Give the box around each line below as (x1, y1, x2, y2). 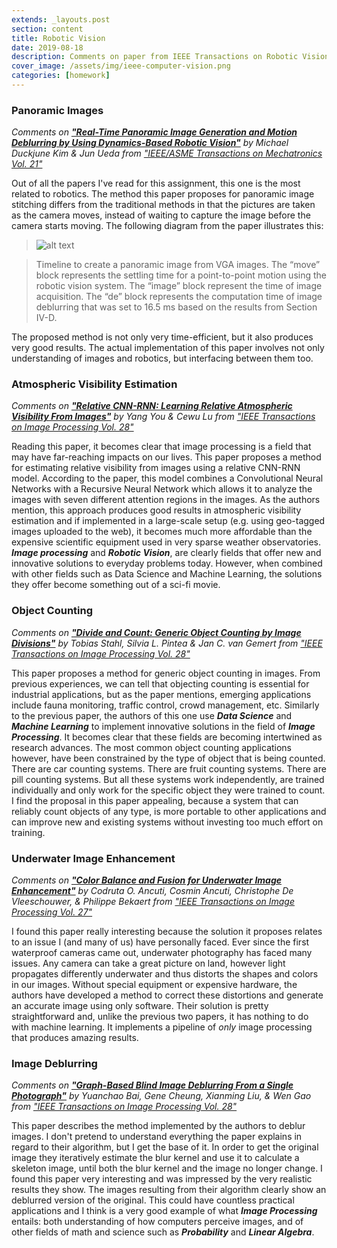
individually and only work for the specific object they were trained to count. (11, 784, 326, 796)
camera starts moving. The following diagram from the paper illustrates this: (11, 220, 324, 232)
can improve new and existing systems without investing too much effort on (11, 816, 324, 828)
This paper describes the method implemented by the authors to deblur (11, 1120, 306, 1132)
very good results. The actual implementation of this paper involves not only (11, 342, 325, 354)
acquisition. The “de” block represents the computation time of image (35, 291, 323, 303)
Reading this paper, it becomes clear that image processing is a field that (11, 441, 312, 453)
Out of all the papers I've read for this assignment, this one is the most (11, 177, 301, 190)
